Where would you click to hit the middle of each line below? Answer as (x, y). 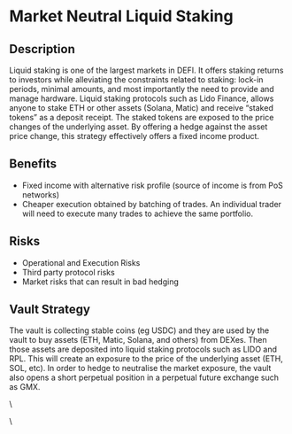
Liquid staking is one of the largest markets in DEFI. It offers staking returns (146, 70)
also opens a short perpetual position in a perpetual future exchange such (144, 377)
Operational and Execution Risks (81, 262)
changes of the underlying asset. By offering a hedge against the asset (138, 127)
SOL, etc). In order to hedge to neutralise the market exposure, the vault (140, 368)
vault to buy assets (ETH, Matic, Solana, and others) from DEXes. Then (138, 340)
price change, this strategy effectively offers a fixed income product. (134, 136)
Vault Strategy (50, 310)
